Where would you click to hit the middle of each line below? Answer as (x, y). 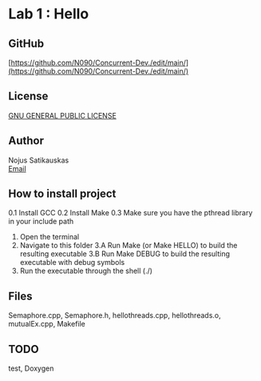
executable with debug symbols (72, 263)
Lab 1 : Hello (49, 14)
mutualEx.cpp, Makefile (47, 324)
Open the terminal (49, 237)
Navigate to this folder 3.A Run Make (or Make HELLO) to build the (129, 246)
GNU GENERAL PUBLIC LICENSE (63, 115)
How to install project (62, 194)
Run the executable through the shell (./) (86, 271)
